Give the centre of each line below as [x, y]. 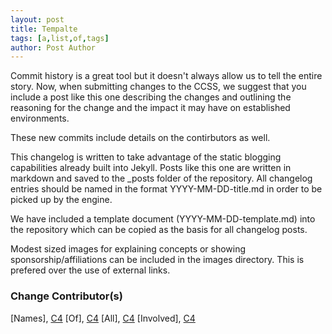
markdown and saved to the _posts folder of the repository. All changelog [161, 178]
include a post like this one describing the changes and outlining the [151, 97]
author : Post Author [53, 47]
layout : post [37, 19]
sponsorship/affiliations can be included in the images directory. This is [157, 260]
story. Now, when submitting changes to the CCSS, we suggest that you [158, 87]
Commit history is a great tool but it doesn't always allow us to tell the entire [166, 76]
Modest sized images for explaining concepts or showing [128, 249]
